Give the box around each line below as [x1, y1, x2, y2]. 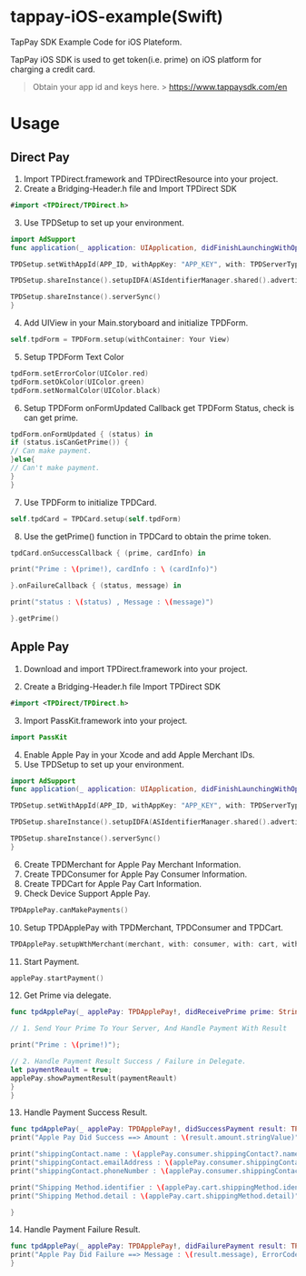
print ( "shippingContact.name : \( [10, 1150, 142, 1159]
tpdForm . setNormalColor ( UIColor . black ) [10, 386, 162, 395]
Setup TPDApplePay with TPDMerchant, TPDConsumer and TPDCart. [23, 921, 284, 933]
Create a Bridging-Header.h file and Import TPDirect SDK [23, 183, 237, 194]
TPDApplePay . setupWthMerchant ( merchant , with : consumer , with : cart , [10, 939, 280, 949]
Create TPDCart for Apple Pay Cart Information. [23, 878, 202, 889]
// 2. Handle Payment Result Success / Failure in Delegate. [10, 1057, 247, 1066]
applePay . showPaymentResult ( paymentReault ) [10, 1073, 178, 1083]
